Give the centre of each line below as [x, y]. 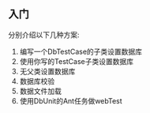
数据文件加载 [40, 91]
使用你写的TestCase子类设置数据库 [77, 61]
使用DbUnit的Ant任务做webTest [71, 100]
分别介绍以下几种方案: [44, 35]
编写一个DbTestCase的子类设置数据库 [81, 51]
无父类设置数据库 [47, 71]
